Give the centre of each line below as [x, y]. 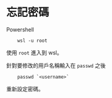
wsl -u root [32, 41]
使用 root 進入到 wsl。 [34, 53]
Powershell [20, 29]
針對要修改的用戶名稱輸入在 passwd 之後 [56, 65]
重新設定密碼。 [25, 89]
